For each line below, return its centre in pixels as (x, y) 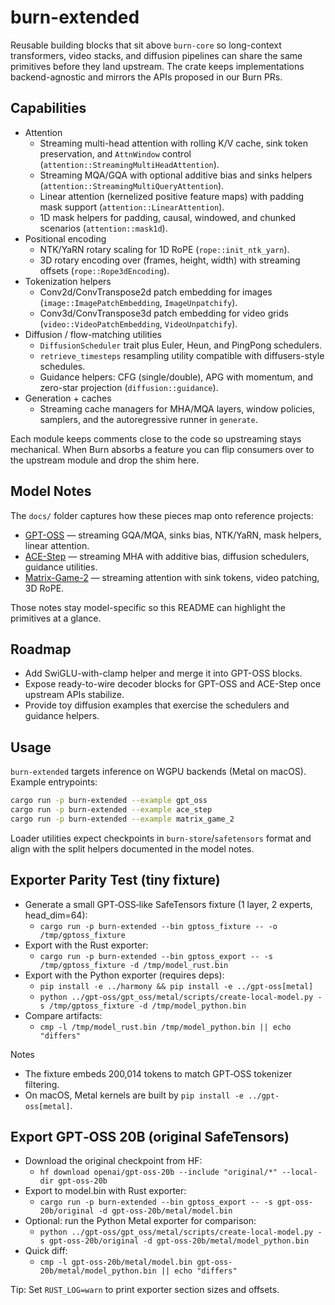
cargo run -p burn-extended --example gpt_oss (109, 801)
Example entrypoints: (54, 782)
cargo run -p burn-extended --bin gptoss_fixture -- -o (158, 926)
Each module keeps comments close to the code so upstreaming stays (156, 438)
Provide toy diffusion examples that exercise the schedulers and (157, 705)
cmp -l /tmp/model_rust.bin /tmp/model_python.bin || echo (165, 1027)
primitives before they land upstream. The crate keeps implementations (157, 66)
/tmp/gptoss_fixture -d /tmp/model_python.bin (147, 1006)
